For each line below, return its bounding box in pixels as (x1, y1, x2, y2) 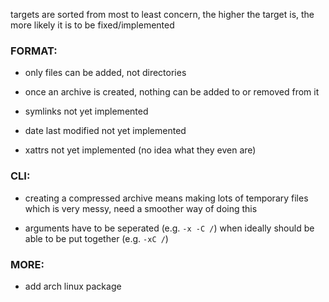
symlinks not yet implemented (24, 105, 149, 118)
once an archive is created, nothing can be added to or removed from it (24, 86, 320, 98)
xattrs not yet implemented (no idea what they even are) (24, 144, 257, 156)
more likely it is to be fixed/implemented (10, 19, 175, 31)
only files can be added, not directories (24, 67, 187, 79)
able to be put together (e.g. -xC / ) (24, 232, 169, 244)
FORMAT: (10, 44, 58, 58)
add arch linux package (24, 280, 122, 292)
